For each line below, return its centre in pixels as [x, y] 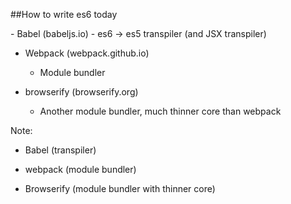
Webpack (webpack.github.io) [87, 53]
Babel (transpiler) [60, 150]
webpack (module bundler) [80, 169]
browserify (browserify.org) [81, 92]
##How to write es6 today [64, 14]
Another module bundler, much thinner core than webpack [160, 111]
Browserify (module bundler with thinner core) [120, 188]
